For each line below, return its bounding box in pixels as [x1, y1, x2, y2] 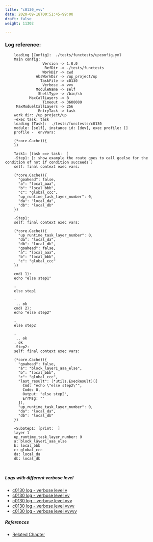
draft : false [5, 16, 32, 21]
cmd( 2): [14, 306, 32, 310]
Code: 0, [23, 387, 41, 392]
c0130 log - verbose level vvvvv [12, 508, 77, 514]
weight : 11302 [5, 21, 34, 26]
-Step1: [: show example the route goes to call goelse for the [14, 155, 148, 160]
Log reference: [5, 41, 41, 48]
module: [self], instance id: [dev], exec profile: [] [14, 126, 128, 130]
